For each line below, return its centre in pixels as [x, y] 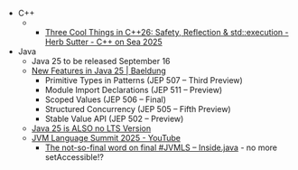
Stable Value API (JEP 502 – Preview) [114, 118]
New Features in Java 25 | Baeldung [99, 71]
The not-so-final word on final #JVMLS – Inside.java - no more [161, 147]
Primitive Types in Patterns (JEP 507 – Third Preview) [144, 80]
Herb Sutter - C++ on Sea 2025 [103, 42]
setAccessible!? [74, 157]
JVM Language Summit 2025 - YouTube [106, 138]
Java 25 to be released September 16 [101, 61]
